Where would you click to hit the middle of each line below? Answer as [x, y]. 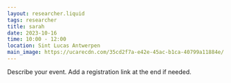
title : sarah [26, 26]
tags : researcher [32, 20]
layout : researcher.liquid [46, 13]
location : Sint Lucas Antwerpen [54, 46]
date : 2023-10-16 [32, 33]
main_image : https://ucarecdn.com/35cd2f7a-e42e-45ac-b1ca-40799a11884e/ [116, 53]
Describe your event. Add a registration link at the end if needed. [99, 72]
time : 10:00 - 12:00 [37, 39]
